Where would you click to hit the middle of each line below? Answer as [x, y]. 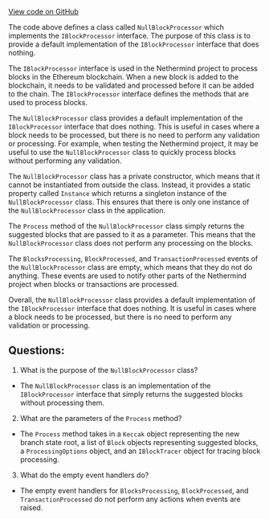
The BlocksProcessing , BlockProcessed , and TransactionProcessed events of [133, 259]
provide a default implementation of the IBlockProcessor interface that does [134, 44]
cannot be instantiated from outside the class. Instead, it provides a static [130, 185]
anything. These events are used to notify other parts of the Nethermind [128, 276]
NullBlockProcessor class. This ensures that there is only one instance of [129, 202]
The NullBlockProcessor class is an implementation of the [115, 386]
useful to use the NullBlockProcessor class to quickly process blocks [122, 152]
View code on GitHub [43, 12]
